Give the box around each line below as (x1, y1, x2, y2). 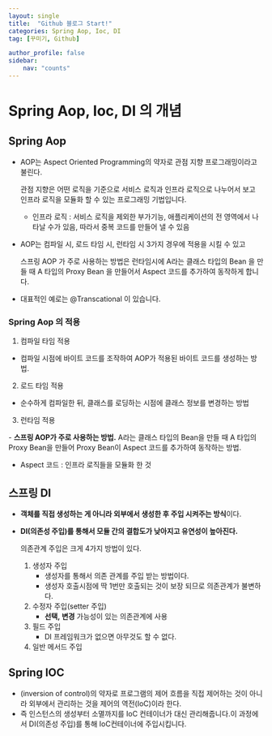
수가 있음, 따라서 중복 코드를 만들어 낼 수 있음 (47, 222, 190, 231)
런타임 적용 (19, 415, 56, 425)
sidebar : (8, 57, 38, 65)
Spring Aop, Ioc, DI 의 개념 (8, 102, 182, 120)
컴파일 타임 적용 (19, 336, 70, 346)
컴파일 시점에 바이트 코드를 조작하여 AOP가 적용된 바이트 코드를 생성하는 (19, 354, 249, 364)
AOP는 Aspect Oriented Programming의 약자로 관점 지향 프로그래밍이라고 (19, 157, 257, 166)
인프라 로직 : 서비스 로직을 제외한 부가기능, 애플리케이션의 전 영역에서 (32, 212, 251, 222)
